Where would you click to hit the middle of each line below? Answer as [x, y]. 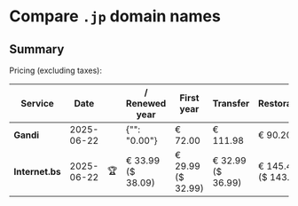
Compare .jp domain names [115, 16]
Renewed [146, 103]
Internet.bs [38, 172]
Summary [37, 49]
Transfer [231, 103]
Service [38, 103]
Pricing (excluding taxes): [56, 70]
